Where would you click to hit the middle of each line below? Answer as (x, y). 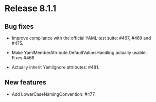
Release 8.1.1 (30, 8)
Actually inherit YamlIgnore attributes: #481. (55, 67)
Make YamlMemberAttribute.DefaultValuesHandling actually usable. (79, 52)
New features (26, 82)
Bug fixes (19, 26)
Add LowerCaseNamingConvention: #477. (53, 94)
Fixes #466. (24, 58)
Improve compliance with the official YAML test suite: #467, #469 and (81, 38)
